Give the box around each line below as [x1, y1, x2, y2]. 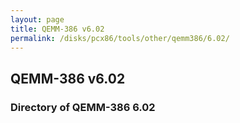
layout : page [10, 14, 65, 25]
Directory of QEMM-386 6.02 [10, 100, 156, 114]
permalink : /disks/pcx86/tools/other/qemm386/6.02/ [10, 33, 230, 43]
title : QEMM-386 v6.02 [10, 24, 105, 34]
